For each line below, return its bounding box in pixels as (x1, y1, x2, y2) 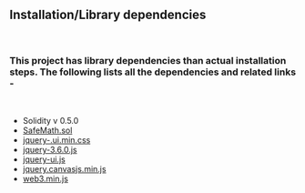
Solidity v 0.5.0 (22, 116, 79, 127)
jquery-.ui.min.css (22, 135, 91, 146)
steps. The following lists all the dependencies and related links (9, 66, 297, 78)
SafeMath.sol (22, 125, 73, 136)
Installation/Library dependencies (9, 7, 207, 23)
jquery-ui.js (22, 154, 66, 165)
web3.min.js (22, 173, 68, 185)
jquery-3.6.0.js (22, 145, 77, 156)
